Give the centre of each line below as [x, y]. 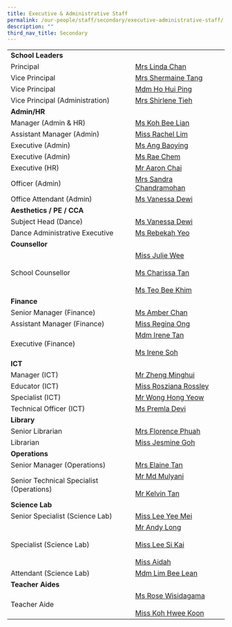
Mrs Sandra [154, 179]
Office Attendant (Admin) [51, 200]
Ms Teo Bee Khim [163, 290]
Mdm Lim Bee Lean [166, 574]
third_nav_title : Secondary [48, 33]
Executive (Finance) [43, 344]
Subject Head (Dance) [47, 222]
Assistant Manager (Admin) [55, 134]
